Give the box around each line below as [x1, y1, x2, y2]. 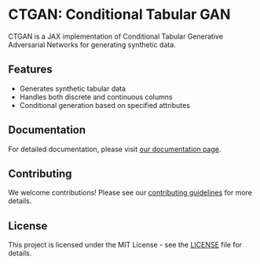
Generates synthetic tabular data [19, 84, 126, 93]
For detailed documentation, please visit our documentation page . [8, 144, 222, 154]
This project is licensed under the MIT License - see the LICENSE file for [8, 240, 242, 250]
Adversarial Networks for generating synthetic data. [8, 39, 177, 49]
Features [8, 63, 53, 76]
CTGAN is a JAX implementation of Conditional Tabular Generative [8, 32, 224, 41]
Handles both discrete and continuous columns [19, 92, 173, 102]
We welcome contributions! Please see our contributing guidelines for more [8, 188, 253, 198]
